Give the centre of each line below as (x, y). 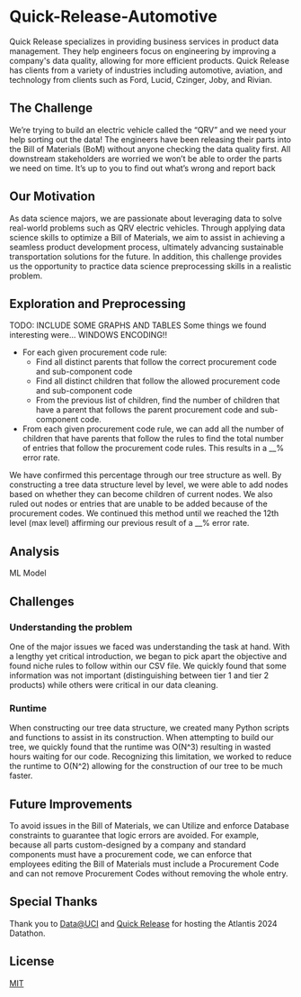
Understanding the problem (71, 627)
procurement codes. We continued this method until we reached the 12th (144, 513)
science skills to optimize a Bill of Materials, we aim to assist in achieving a (147, 237)
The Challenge (51, 109)
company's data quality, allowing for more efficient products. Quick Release (150, 60)
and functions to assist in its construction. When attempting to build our (142, 738)
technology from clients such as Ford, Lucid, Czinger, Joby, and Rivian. (141, 79)
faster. (21, 775)
